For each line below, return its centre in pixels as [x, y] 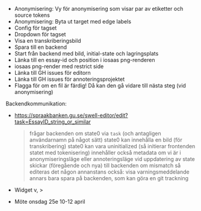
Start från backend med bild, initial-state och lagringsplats [86, 53]
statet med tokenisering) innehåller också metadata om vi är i [105, 153]
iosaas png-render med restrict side [59, 66]
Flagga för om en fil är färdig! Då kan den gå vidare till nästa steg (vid [100, 86]
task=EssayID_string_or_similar [53, 122]
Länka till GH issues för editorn [52, 73]
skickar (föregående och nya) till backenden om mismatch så [105, 165]
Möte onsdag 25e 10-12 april [50, 202]
